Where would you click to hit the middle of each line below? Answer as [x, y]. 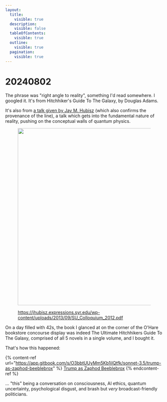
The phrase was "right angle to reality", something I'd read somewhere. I [80, 96]
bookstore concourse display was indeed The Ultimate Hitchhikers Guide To [84, 333]
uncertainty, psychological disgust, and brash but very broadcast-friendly [81, 389]
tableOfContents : [28, 33]
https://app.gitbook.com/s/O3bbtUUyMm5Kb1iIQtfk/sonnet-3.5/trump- [88, 363]
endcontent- [146, 368]
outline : [19, 43]
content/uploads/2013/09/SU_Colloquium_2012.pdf [70, 318]
